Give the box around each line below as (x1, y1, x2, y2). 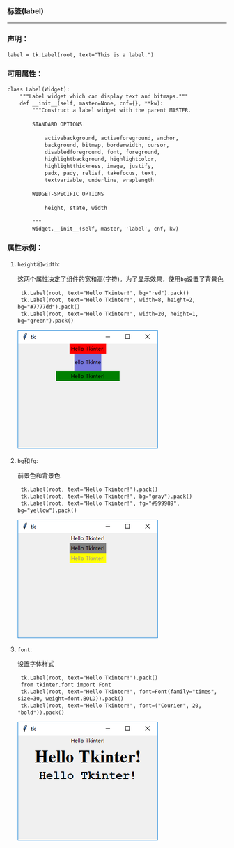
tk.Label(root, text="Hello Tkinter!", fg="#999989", (20, 500, 180, 507)
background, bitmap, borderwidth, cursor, (44, 142, 170, 149)
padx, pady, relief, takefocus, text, (44, 169, 157, 176)
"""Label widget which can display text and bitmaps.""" (19, 93, 189, 100)
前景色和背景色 (17, 471, 61, 480)
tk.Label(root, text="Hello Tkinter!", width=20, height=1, (20, 310, 199, 318)
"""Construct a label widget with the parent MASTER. (32, 107, 192, 114)
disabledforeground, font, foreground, (44, 149, 160, 156)
